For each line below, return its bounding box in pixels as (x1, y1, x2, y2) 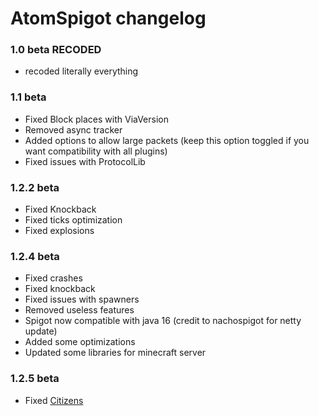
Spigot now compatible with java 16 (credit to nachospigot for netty (24, 315, 302, 327)
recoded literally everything (24, 65, 139, 77)
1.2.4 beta (10, 250, 60, 263)
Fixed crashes (24, 272, 83, 284)
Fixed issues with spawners (24, 293, 140, 306)
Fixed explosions (24, 225, 95, 237)
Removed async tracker (24, 123, 123, 136)
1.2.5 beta (10, 372, 60, 386)
